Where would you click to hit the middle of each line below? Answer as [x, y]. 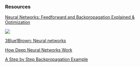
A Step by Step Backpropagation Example [47, 59]
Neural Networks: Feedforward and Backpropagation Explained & [70, 17]
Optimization [18, 22]
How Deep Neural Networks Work [39, 50]
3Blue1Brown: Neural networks [35, 41]
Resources [18, 7]
